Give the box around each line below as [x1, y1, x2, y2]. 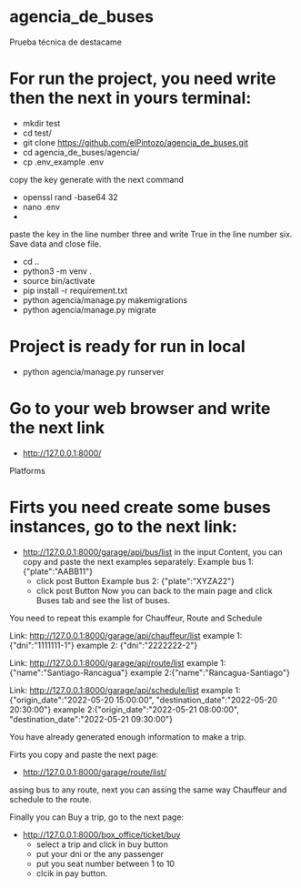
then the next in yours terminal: [9, 88, 252, 108]
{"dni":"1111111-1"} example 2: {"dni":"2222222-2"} [9, 640, 198, 651]
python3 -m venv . [22, 266, 93, 277]
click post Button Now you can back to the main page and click [35, 585, 273, 596]
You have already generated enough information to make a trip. [9, 731, 247, 742]
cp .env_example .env [22, 156, 105, 167]
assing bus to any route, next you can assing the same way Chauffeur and [9, 784, 287, 795]
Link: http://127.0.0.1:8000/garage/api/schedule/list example [9, 684, 234, 695]
